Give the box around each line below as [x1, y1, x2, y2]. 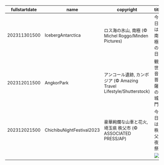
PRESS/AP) [104, 136, 127, 142]
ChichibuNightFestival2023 [44, 127, 100, 133]
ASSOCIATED [104, 130, 131, 137]
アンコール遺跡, [104, 72, 135, 77]
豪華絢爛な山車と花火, [104, 119, 148, 125]
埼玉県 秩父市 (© [104, 125, 138, 131]
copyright [117, 6, 138, 12]
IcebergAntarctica [44, 32, 81, 38]
